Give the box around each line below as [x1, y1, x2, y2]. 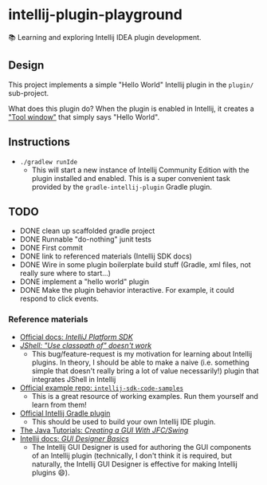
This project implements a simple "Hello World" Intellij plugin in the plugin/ [8, 80, 254, 89]
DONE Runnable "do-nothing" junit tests [19, 235, 151, 244]
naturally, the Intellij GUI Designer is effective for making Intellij [31, 459, 238, 468]
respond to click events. [19, 294, 100, 304]
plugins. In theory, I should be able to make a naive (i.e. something [31, 357, 249, 367]
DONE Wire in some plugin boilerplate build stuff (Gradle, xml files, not [19, 260, 251, 270]
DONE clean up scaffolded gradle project [19, 226, 155, 236]
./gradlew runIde [19, 158, 78, 166]
